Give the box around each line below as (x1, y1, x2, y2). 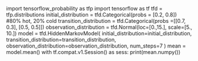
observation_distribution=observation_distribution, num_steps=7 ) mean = (6, 42, 186, 49)
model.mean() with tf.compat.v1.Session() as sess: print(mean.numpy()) (6, 49, 181, 55)
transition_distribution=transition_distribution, (6, 36, 116, 43)
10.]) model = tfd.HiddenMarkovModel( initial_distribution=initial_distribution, (6, 30, 192, 37)
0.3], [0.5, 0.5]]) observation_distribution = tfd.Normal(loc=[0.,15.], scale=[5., (6, 23, 193, 30)
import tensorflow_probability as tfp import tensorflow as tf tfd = (6, 5, 163, 12)
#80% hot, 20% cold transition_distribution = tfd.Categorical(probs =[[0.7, (6, 18, 186, 24)
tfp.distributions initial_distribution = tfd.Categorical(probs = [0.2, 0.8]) (6, 11, 177, 18)
